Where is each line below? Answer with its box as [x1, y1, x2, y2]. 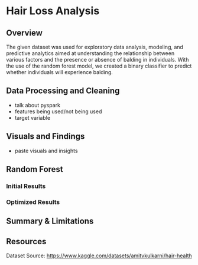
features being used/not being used [14, 108, 102, 115]
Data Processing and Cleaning [6, 86, 120, 96]
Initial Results [6, 182, 46, 190]
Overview [6, 28, 43, 38]
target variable [14, 114, 51, 121]
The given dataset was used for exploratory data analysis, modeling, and [6, 43, 183, 50]
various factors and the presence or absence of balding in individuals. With [6, 56, 189, 63]
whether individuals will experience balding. [6, 69, 113, 75]
